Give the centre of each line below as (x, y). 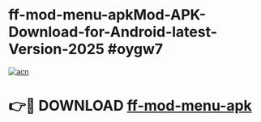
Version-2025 (57, 49)
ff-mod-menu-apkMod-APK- (107, 15)
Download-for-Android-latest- (113, 32)
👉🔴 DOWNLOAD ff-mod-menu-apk (130, 106)
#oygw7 (135, 49)
